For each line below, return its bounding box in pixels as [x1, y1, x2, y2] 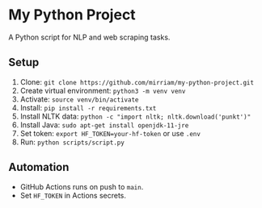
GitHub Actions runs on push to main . [19, 181, 144, 191]
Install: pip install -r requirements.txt [19, 102, 157, 112]
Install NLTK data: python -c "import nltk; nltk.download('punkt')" [19, 111, 251, 121]
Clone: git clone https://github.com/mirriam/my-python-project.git [19, 77, 255, 86]
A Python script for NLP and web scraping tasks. [8, 32, 171, 42]
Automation [8, 160, 70, 174]
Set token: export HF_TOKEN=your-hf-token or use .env [19, 128, 201, 138]
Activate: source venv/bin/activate [19, 94, 139, 104]
